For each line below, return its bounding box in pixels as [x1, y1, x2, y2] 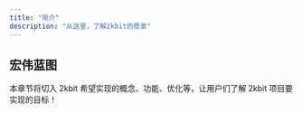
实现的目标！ [9, 94, 57, 105]
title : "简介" [9, 13, 61, 23]
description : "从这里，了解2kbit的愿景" [9, 22, 152, 31]
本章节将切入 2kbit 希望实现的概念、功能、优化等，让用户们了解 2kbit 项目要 [9, 83, 294, 94]
